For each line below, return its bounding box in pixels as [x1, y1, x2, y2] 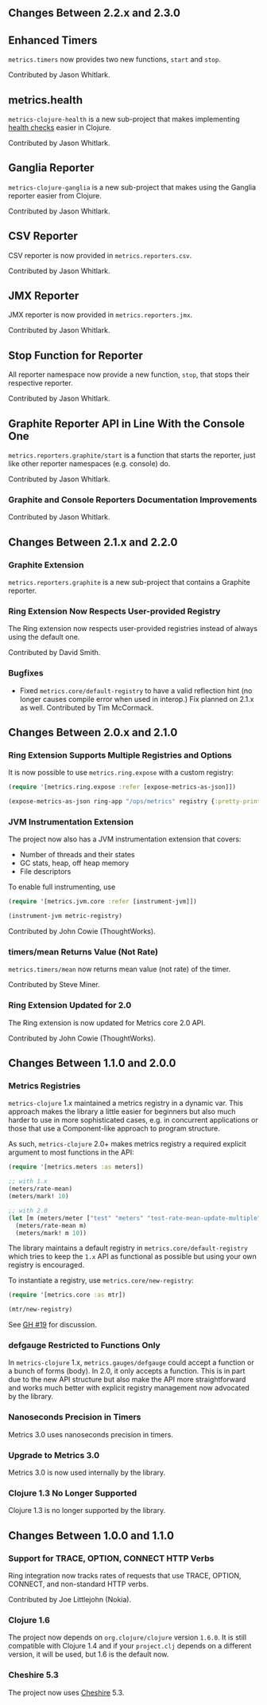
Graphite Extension [8, 559, 84, 570]
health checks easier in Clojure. [8, 123, 112, 132]
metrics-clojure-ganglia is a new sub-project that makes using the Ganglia [8, 182, 257, 192]
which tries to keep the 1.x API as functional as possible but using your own [8, 1252, 257, 1261]
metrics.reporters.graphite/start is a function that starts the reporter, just [8, 450, 256, 461]
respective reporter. [8, 378, 73, 388]
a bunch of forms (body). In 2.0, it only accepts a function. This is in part [8, 1366, 246, 1376]
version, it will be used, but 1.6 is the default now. [8, 1649, 169, 1660]
